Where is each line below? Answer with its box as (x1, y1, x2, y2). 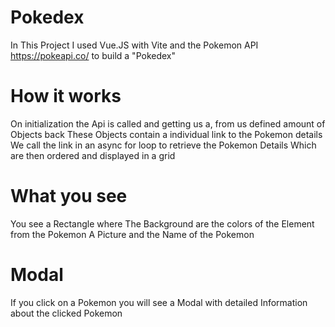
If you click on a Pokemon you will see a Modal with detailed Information (10, 296, 308, 308)
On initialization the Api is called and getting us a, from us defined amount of (10, 117, 326, 130)
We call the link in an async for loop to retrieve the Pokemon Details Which (10, 139, 317, 151)
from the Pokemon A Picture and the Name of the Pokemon (10, 228, 255, 240)
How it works (10, 85, 122, 108)
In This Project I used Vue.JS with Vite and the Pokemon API (10, 39, 259, 51)
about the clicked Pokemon (10, 307, 123, 319)
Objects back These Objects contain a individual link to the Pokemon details (10, 128, 323, 140)
